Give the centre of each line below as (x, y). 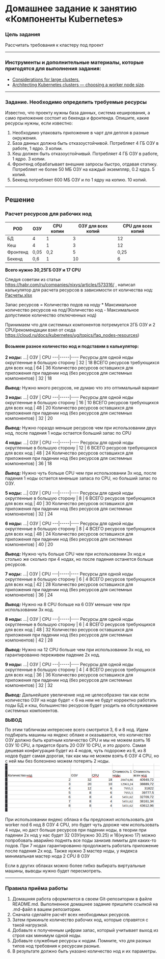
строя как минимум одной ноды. (47, 935)
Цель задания (23, 34)
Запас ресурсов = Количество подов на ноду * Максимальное (71, 304)
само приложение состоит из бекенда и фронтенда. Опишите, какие (77, 118)
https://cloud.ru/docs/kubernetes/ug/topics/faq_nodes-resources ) (72, 335)
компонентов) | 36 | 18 (29, 463)
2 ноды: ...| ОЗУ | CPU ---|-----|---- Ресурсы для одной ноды (69, 357)
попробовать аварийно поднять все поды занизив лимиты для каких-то (81, 840)
